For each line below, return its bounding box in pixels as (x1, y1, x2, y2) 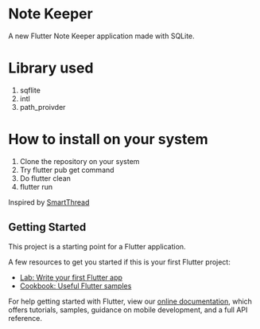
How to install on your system (8, 131, 208, 148)
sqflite (19, 85, 41, 95)
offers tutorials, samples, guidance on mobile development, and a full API (8, 304, 248, 315)
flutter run (19, 182, 53, 191)
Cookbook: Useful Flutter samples (19, 280, 132, 291)
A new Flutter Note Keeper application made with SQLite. (8, 31, 195, 41)
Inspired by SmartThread (8, 197, 90, 207)
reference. (8, 313, 42, 323)
